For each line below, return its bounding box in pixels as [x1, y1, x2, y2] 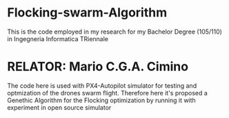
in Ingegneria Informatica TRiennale [7, 34, 109, 43]
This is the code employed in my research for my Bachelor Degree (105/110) [7, 27, 223, 36]
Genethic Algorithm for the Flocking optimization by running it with [7, 96, 197, 104]
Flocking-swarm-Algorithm [7, 5, 168, 21]
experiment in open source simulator [7, 103, 112, 111]
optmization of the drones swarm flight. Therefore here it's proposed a [7, 88, 208, 97]
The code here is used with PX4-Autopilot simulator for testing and [7, 81, 197, 90]
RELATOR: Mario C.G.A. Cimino [7, 59, 188, 75]
